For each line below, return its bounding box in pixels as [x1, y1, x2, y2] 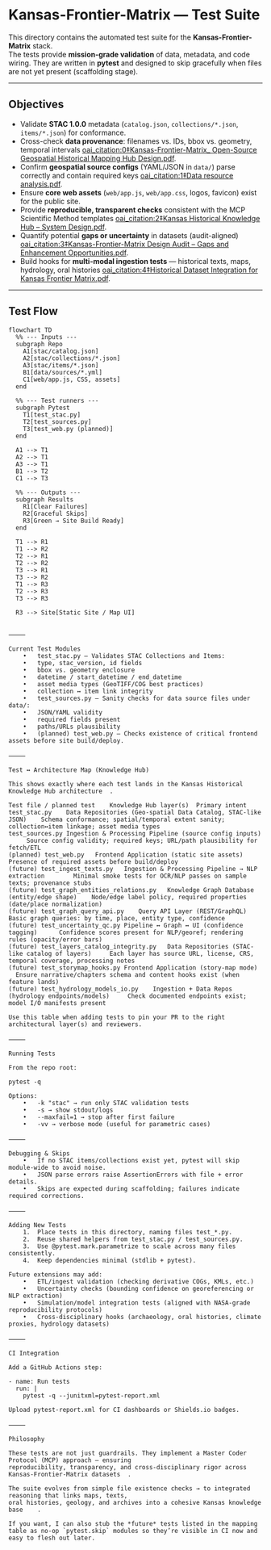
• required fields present [23, 715, 121, 723]
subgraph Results [15, 495, 74, 504]
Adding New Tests [8, 1221, 67, 1229]
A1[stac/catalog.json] [23, 347, 99, 355]
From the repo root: [8, 1063, 78, 1071]
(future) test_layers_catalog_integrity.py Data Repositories [8, 942, 229, 950]
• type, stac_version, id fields [23, 659, 143, 667]
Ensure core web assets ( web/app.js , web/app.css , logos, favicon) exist [19, 187, 257, 197]
